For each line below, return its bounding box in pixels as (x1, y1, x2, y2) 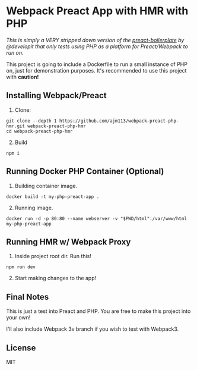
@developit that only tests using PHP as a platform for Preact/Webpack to (6, 43, 188, 50)
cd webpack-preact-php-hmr (6, 128, 73, 134)
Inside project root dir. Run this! (14, 253, 92, 260)
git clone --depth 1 (6, 118, 58, 124)
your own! (6, 314, 31, 321)
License (6, 343, 36, 353)
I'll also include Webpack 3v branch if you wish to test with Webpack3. (6, 325, 179, 333)
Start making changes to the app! (14, 275, 97, 282)
